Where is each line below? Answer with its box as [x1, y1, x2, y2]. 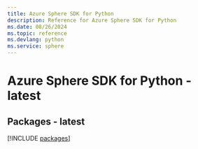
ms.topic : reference [7, 29, 68, 37]
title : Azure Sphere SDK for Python [7, 10, 114, 17]
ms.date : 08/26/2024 [7, 23, 68, 30]
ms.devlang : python [7, 36, 64, 43]
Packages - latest [7, 115, 85, 127]
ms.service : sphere [7, 43, 64, 50]
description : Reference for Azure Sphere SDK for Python [7, 17, 177, 24]
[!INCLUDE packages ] [7, 134, 71, 142]
